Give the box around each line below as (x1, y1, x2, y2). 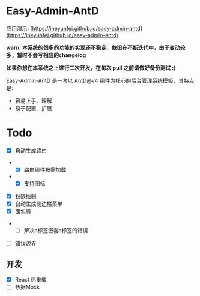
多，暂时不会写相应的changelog (6, 51, 86, 58)
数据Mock (14, 283, 40, 291)
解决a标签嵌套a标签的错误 (23, 227, 88, 234)
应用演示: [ (6, 25, 33, 32)
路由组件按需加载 (23, 166, 67, 173)
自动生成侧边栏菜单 (14, 200, 63, 208)
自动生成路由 (14, 146, 47, 154)
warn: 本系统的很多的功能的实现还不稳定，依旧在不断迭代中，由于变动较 (6, 44, 186, 51)
